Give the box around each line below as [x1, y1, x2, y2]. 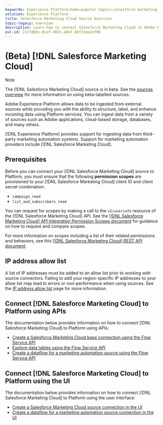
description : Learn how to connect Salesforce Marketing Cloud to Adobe [5, 25, 155, 30]
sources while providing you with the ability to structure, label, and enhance [5, 106, 157, 112]
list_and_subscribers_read [12, 199, 67, 204]
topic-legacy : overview [5, 20, 53, 26]
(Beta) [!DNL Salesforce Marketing [5, 51, 147, 62]
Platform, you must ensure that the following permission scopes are [5, 173, 142, 179]
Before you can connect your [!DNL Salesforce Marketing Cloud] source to [5, 168, 154, 174]
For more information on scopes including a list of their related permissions [5, 233, 155, 238]
